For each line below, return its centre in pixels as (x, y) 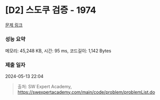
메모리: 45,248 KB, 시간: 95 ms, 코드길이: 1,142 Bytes (58, 51)
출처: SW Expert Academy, (44, 86)
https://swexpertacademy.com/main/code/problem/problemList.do (86, 92)
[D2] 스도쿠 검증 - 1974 (51, 10)
